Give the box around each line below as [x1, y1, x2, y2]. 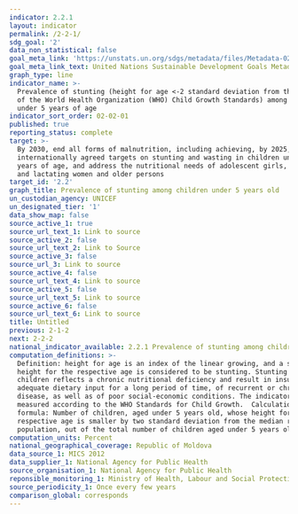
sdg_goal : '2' [9, 37, 62, 47]
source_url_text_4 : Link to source [9, 276, 141, 285]
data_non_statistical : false [9, 46, 117, 55]
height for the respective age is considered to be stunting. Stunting [17, 367, 288, 377]
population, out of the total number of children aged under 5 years [17, 424, 279, 434]
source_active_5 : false [9, 284, 98, 293]
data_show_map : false [9, 210, 90, 220]
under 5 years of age [17, 104, 98, 113]
